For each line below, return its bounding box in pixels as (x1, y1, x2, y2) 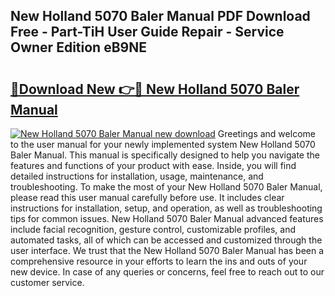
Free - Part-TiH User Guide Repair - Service (10, 24, 285, 41)
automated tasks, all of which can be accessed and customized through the (10, 234, 323, 246)
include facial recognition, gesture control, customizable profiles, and (10, 224, 297, 235)
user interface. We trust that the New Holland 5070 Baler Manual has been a (10, 245, 325, 256)
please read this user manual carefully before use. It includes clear (10, 192, 285, 203)
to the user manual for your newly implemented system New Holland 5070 (10, 139, 316, 150)
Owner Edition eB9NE (10, 39, 147, 56)
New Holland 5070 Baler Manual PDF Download (10, 8, 311, 25)
